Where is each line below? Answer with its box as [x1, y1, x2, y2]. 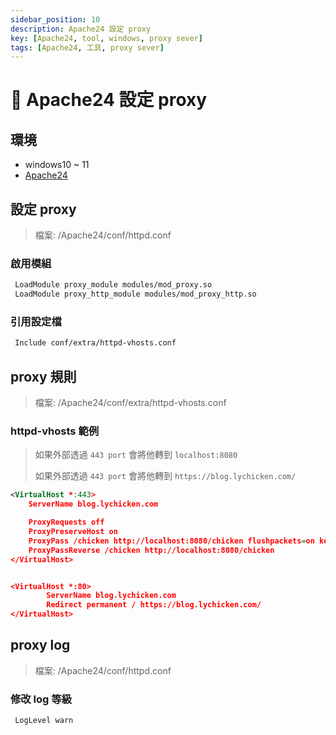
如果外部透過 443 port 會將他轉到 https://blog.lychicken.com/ [34, 470, 297, 482]
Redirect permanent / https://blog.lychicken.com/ [46, 600, 262, 610]
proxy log [10, 637, 71, 654]
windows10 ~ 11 [24, 159, 90, 171]
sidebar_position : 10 [10, 14, 101, 25]
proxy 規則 [10, 368, 77, 385]
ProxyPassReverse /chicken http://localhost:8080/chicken [28, 545, 275, 555]
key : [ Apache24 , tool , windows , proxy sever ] [10, 33, 203, 43]
